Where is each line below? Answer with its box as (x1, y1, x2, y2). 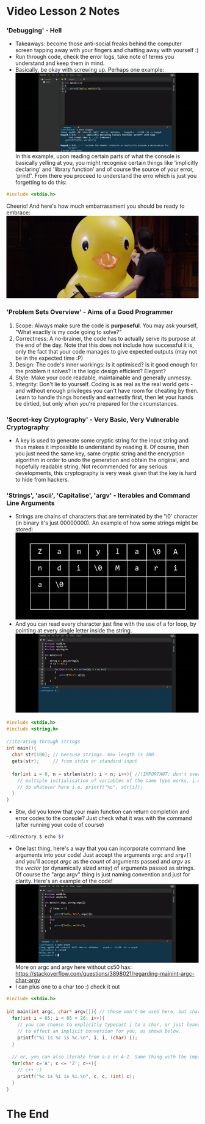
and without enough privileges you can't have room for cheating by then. (15, 387, 199, 394)
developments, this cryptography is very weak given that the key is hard (15, 469, 196, 476)
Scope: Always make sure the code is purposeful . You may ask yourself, (15, 322, 198, 329)
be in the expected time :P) (15, 354, 84, 362)
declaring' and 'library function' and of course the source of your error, (15, 165, 194, 173)
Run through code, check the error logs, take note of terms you (15, 53, 174, 61)
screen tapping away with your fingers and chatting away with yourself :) (15, 47, 199, 54)
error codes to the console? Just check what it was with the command (15, 815, 192, 822)
